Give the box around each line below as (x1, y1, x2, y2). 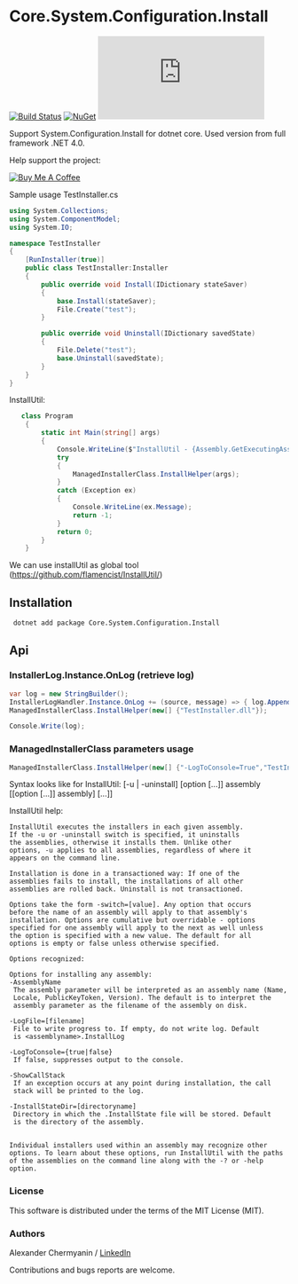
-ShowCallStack (9, 1071, 66, 1080)
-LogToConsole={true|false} (9, 1048, 114, 1057)
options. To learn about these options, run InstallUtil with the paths (9, 1149, 284, 1158)
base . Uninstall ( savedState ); (56, 353, 165, 363)
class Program (20, 412, 74, 421)
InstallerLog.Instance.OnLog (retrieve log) (9, 669, 195, 681)
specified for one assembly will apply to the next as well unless (9, 924, 264, 933)
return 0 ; (56, 527, 93, 536)
